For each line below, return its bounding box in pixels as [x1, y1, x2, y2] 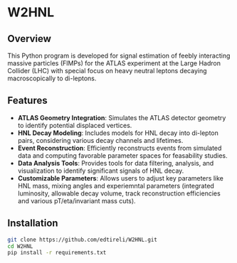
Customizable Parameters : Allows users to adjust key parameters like [17, 173, 224, 182]
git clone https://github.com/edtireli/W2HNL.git [7, 236, 158, 243]
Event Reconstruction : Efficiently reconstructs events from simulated [17, 144, 222, 152]
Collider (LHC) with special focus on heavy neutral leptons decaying [7, 67, 208, 75]
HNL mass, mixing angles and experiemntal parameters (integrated [17, 181, 215, 190]
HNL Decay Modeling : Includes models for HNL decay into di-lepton [17, 129, 218, 137]
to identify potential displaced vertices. [17, 121, 132, 129]
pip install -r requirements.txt [7, 249, 107, 257]
